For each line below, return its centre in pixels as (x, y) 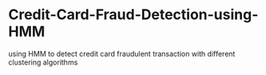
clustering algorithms (43, 62)
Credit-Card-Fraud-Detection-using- (133, 15)
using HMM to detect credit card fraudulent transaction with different (122, 53)
